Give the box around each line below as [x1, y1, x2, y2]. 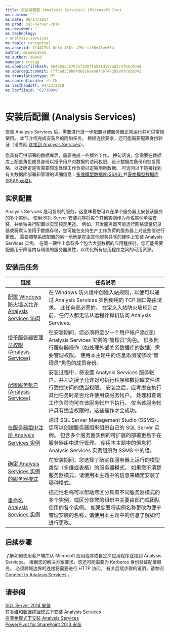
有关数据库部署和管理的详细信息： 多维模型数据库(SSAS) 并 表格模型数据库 [5, 171, 159, 178]
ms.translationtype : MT [5, 74, 56, 79]
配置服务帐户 [8, 382, 39, 389]
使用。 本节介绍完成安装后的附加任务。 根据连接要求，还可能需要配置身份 [5, 135, 158, 141]
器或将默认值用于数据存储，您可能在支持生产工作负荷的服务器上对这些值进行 [5, 227, 165, 234]
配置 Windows [8, 293, 42, 301]
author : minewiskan [5, 50, 47, 55]
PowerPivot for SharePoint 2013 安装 [5, 621, 82, 627]
